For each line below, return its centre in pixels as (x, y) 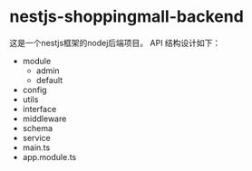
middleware (44, 119)
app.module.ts (49, 157)
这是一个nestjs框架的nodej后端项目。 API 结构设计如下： (115, 43)
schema (37, 128)
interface (39, 109)
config (34, 90)
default (49, 80)
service (37, 138)
